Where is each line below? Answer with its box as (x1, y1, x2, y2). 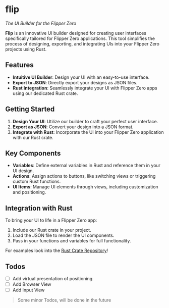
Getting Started (5, 105, 55, 114)
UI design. (12, 168, 34, 174)
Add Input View (12, 287, 45, 293)
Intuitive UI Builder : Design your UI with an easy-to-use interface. (12, 74, 150, 80)
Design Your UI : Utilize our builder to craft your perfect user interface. (12, 118, 158, 124)
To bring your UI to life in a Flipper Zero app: (5, 217, 97, 223)
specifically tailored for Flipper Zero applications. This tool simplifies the (5, 35, 155, 41)
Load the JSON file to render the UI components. (12, 232, 115, 238)
